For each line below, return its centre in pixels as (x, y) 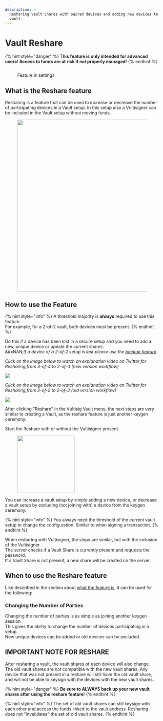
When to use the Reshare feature (56, 576)
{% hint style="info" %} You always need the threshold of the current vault (80, 520)
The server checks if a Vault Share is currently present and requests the (77, 550)
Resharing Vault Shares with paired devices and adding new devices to (84, 14)
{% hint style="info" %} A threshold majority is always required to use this (80, 316)
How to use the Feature (41, 304)
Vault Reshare (34, 43)
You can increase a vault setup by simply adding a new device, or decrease (81, 500)
